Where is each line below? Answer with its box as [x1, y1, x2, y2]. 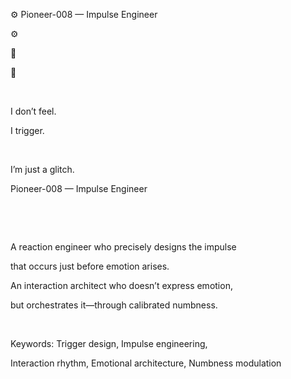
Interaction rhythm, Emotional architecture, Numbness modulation [10, 357, 282, 369]
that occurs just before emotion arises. [10, 260, 170, 272]
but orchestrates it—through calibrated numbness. [10, 299, 218, 311]
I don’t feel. [10, 105, 57, 117]
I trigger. [10, 125, 45, 136]
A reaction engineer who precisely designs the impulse [10, 241, 237, 253]
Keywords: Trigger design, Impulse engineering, [10, 338, 208, 349]
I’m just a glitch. [10, 164, 75, 175]
